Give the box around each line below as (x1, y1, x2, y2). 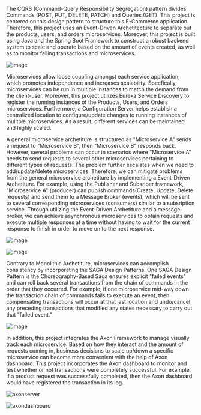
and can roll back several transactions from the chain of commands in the (6, 279, 188, 286)
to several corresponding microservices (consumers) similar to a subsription (6, 199, 195, 207)
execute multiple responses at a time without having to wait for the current (6, 219, 190, 226)
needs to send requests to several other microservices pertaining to (6, 155, 174, 162)
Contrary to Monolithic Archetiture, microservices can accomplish (6, 260, 169, 267)
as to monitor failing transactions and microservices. (6, 50, 136, 56)
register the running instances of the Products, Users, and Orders (6, 98, 168, 106)
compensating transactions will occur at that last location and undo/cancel (6, 298, 191, 305)
